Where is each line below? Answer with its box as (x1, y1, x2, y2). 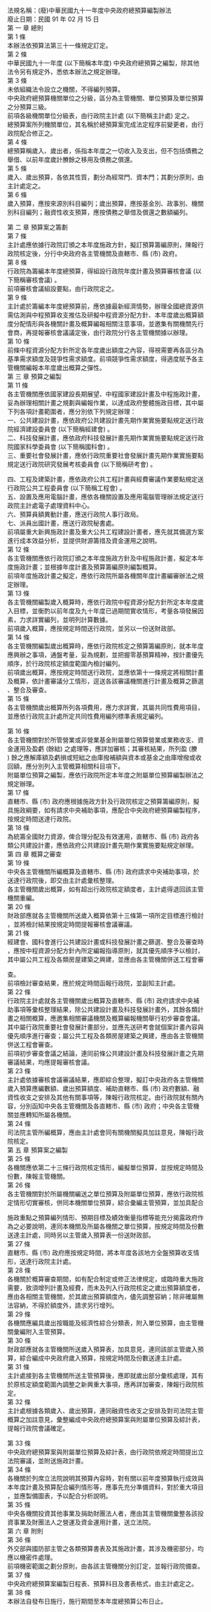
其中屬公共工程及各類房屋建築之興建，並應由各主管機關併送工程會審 (7, 955, 204, 964)
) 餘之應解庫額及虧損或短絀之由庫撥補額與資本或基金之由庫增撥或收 (7, 754, 202, 761)
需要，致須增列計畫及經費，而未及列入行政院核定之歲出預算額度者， (7, 1284, 204, 1292)
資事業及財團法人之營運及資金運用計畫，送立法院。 (7, 1518, 155, 1526)
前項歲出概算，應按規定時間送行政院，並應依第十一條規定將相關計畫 (7, 668, 204, 676)
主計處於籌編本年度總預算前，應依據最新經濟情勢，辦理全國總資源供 (7, 302, 204, 310)
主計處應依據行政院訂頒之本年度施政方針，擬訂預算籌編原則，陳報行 (7, 241, 204, 249)
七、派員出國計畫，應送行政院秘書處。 (7, 519, 118, 527)
